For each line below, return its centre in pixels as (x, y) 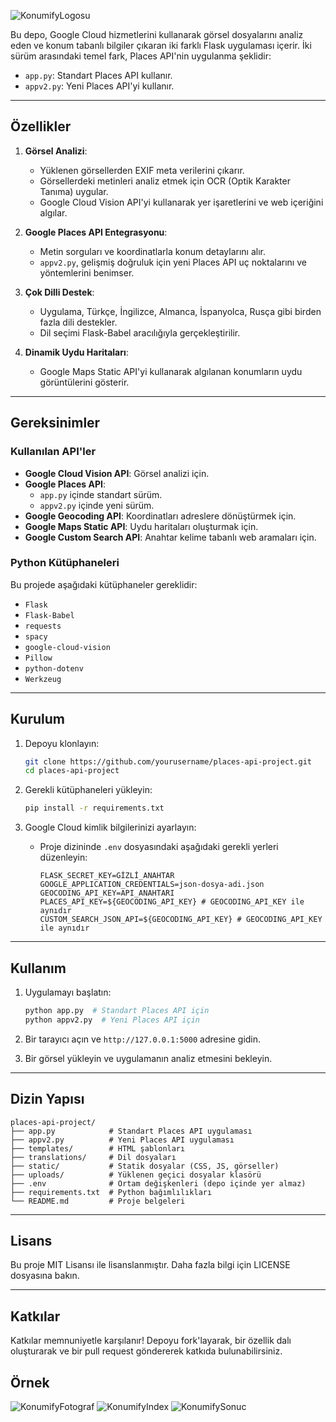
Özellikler (41, 126)
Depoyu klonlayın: (62, 743)
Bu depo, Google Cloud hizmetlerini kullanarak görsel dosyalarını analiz (157, 34)
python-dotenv (54, 668)
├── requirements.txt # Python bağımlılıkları (111, 1192)
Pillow (38, 658)
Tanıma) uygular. (74, 191)
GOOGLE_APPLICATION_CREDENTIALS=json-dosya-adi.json (152, 885)
